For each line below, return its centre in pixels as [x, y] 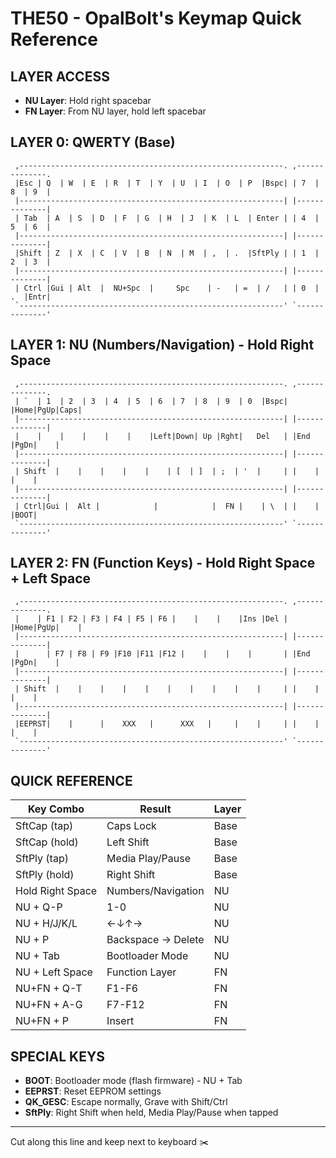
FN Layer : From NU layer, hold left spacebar [115, 111]
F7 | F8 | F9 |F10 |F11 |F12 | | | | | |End [182, 654]
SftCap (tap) [44, 826]
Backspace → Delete [155, 940]
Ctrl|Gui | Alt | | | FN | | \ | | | [171, 506]
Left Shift [128, 842]
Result [155, 809]
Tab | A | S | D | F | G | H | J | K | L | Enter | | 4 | [171, 218]
